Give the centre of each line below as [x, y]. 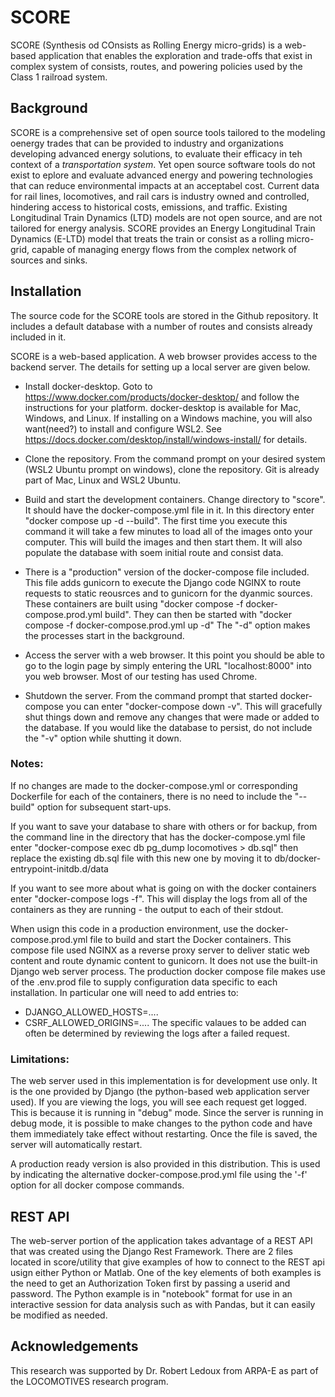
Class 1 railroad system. [59, 77]
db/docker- [298, 858]
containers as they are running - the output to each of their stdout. [147, 909]
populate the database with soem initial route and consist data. [154, 552]
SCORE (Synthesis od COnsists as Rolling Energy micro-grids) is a [146, 45]
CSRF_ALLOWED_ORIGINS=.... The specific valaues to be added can [165, 1022]
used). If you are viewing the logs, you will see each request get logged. [158, 1102]
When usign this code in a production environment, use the [132, 928]
